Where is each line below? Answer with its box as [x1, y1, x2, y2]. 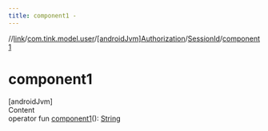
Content [8, 105, 35, 114]
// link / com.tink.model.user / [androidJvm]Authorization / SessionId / [8, 34, 223, 43]
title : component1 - [8, 11, 78, 20]
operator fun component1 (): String [8, 113, 121, 123]
